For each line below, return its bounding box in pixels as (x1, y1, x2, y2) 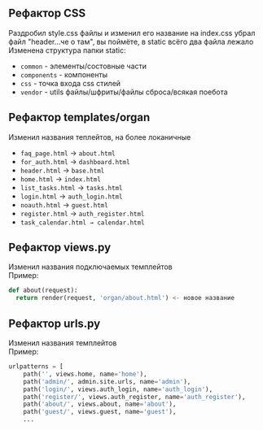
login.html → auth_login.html (20, 191, 124, 201)
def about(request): (8, 286, 79, 295)
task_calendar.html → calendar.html (20, 219, 145, 227)
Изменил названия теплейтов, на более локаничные (8, 132, 191, 141)
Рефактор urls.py (8, 316, 101, 330)
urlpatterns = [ (8, 363, 64, 371)
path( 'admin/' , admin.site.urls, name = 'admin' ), (23, 377, 191, 385)
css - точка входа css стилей (20, 78, 121, 88)
